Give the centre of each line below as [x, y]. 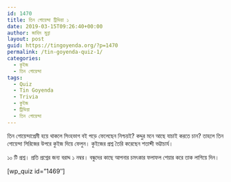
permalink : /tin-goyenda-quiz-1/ [55, 52]
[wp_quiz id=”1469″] [36, 171]
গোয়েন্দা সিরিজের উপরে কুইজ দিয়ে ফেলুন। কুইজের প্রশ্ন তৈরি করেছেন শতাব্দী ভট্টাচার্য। [90, 143]
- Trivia [26, 97]
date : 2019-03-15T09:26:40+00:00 [55, 26]
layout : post [26, 39]
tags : [15, 78]
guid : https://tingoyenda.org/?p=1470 [63, 45]
